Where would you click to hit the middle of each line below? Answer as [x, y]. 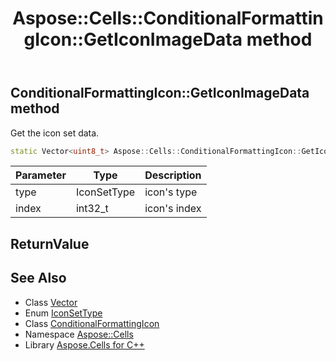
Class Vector [51, 302]
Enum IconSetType [63, 313]
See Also [38, 278]
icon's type [171, 192]
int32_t [92, 209]
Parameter [41, 175]
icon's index [173, 209]
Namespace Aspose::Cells [79, 334]
